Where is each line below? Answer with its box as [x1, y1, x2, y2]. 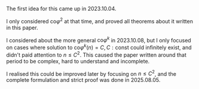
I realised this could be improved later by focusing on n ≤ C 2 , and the [6, 69, 176, 77]
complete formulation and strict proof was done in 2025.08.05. [6, 76, 161, 84]
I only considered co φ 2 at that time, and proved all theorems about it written [6, 17, 193, 24]
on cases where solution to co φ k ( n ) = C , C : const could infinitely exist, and [6, 43, 192, 51]
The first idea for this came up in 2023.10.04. [6, 5, 117, 12]
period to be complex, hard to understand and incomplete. [6, 57, 150, 65]
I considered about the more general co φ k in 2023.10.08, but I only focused [6, 35, 191, 44]
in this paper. [6, 24, 38, 31]
